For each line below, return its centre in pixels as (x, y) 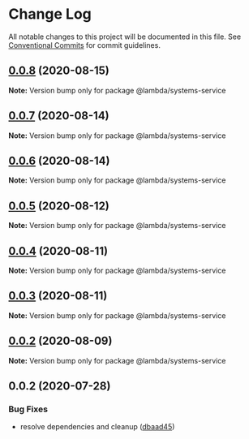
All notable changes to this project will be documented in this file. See (125, 37)
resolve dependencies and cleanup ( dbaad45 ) (97, 427)
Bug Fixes (28, 409)
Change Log (50, 14)
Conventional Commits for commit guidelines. (84, 45)
